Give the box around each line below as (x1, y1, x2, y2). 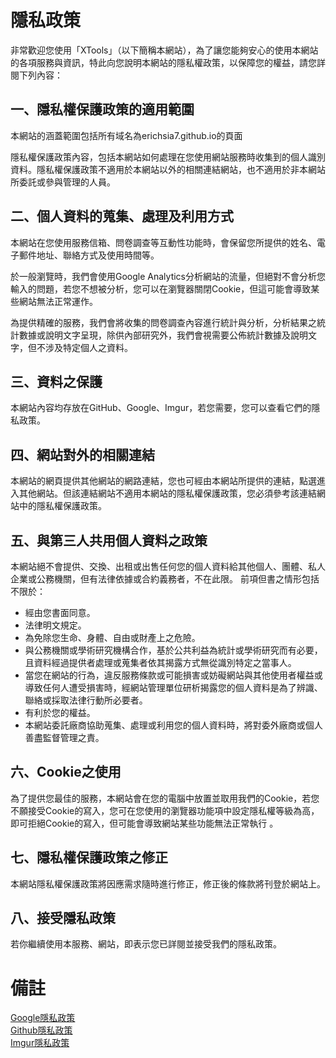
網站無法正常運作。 (18, 295, 98, 307)
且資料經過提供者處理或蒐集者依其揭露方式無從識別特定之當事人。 (24, 657, 297, 668)
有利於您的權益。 (24, 707, 96, 718)
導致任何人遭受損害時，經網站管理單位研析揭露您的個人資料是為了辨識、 (24, 682, 323, 693)
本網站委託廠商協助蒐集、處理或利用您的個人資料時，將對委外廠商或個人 (24, 719, 323, 731)
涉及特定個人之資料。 (44, 341, 133, 353)
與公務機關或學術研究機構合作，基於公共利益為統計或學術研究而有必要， (24, 644, 323, 656)
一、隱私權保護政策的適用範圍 (10, 101, 195, 118)
